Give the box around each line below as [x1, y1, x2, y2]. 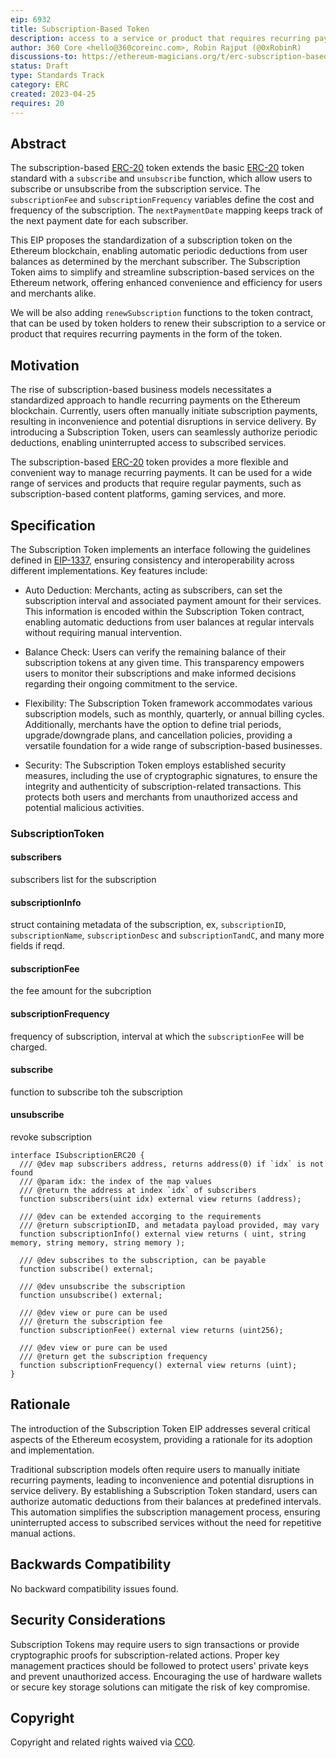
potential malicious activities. [24, 801, 145, 813]
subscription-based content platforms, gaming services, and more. [10, 488, 287, 500]
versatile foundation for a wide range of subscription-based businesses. [24, 739, 323, 751]
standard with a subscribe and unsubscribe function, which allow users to [10, 172, 313, 185]
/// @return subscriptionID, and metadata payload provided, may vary [19, 1221, 320, 1231]
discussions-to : [10, 52, 78, 62]
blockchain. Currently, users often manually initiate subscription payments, [10, 405, 318, 417]
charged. [10, 1041, 48, 1053]
